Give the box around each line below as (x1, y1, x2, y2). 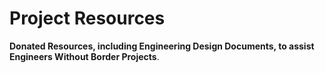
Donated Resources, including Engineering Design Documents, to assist (9, 40, 315, 52)
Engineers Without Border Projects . (9, 50, 160, 62)
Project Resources (9, 7, 166, 30)
